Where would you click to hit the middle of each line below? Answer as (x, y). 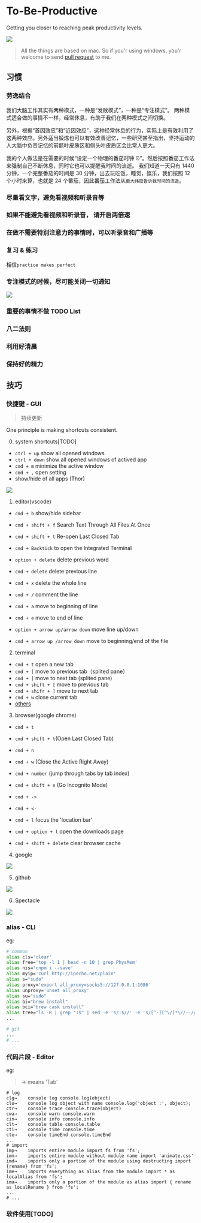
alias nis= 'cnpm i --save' (40, 968)
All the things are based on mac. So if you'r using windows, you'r (101, 50)
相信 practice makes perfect (41, 265)
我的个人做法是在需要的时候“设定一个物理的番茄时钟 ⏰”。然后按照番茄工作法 (100, 158)
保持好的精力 (25, 364)
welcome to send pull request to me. (66, 57)
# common (17, 951)
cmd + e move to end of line (49, 618)
